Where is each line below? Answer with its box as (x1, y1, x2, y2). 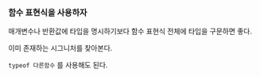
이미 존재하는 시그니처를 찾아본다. (8, 44, 113, 53)
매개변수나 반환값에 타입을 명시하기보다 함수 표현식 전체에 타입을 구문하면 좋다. (8, 26, 253, 37)
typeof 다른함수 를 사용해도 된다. (8, 60, 108, 70)
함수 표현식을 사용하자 (8, 6, 87, 17)
